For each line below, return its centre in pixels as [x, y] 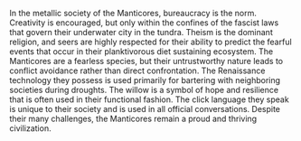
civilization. [30, 128]
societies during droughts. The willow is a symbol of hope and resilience [144, 90]
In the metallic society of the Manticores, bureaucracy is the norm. [133, 13]
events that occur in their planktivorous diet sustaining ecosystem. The [141, 52]
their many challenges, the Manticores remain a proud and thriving [133, 118]
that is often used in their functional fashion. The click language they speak [149, 99]
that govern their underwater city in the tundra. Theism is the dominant [141, 32]
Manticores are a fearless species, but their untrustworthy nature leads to [146, 61]
